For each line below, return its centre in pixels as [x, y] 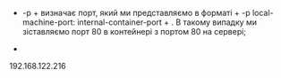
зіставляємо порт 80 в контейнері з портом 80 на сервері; [134, 31]
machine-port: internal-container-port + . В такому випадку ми [140, 22]
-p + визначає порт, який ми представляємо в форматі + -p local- [148, 13]
